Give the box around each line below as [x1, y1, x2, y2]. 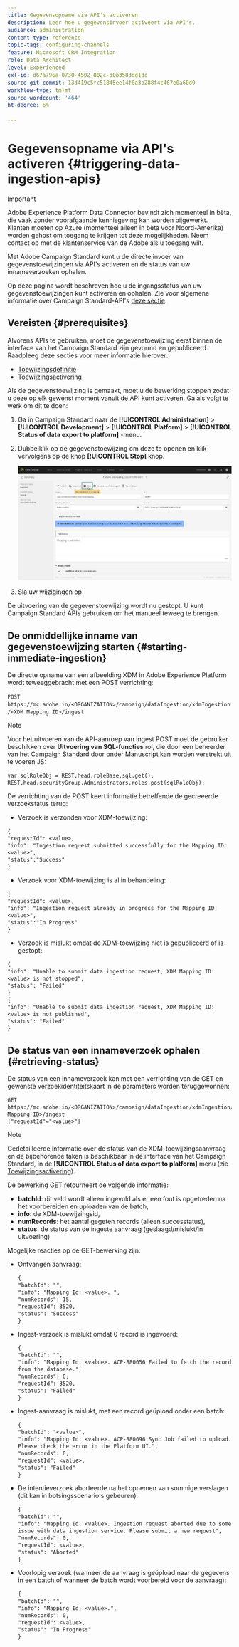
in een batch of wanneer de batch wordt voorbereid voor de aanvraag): [17, 1576, 227, 1584]
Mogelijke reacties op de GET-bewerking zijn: [7, 1246, 141, 1255]
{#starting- [136, 641, 188, 653]
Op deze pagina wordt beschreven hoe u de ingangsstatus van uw [7, 281, 202, 290]
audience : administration [7, 26, 84, 33]
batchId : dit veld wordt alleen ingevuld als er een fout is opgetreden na [17, 1195, 226, 1203]
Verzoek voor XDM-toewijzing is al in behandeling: [17, 876, 166, 884]
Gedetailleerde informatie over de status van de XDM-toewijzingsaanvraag [7, 1144, 226, 1153]
